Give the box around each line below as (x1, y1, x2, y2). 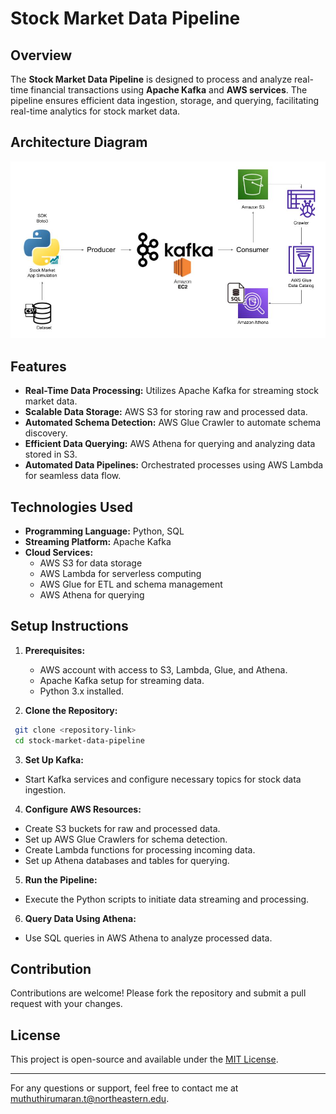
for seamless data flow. (24, 470, 122, 482)
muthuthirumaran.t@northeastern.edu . (10, 1093, 170, 1105)
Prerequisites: (24, 644, 86, 656)
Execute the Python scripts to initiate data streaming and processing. (24, 893, 310, 905)
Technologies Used (10, 498, 133, 516)
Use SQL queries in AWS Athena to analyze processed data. (24, 932, 273, 944)
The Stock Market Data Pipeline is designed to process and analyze (10, 73, 293, 85)
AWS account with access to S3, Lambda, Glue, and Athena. (39, 663, 288, 676)
